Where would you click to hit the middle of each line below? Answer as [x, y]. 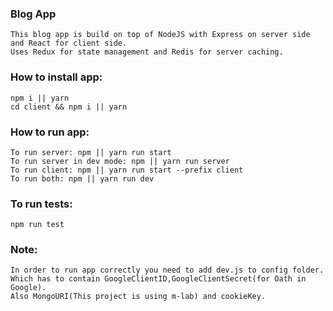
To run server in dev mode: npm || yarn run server [120, 161]
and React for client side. [69, 43]
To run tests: [41, 204]
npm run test [37, 225]
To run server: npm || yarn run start [91, 152]
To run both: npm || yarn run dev [82, 178]
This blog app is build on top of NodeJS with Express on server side [160, 35]
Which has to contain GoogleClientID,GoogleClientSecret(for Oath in [158, 279]
